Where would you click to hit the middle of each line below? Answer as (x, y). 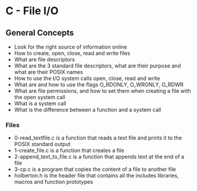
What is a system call (40, 103)
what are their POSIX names (49, 72)
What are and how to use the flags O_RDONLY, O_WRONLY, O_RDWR (99, 85)
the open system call (40, 97)
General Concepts (40, 33)
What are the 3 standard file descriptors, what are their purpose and (98, 66)
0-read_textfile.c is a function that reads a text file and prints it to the (98, 138)
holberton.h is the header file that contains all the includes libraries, (96, 176)
